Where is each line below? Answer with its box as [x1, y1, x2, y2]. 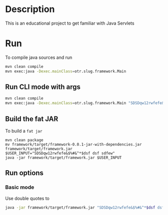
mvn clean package [5, 138, 43, 143]
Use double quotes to [5, 195, 50, 201]
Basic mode [5, 184, 34, 191]
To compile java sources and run [5, 54, 72, 60]
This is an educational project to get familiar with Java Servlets [5, 20, 134, 26]
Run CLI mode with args [5, 83, 81, 91]
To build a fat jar [5, 128, 42, 134]
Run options [5, 169, 44, 177]
